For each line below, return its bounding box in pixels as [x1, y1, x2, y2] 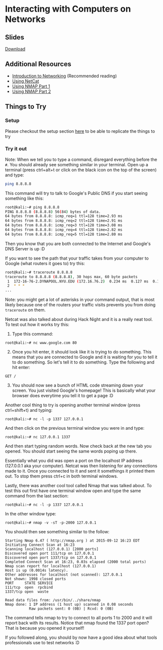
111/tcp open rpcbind [5, 585, 53, 590]
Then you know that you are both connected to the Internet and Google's [5, 241, 151, 246]
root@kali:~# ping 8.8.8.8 [5, 205, 60, 210]
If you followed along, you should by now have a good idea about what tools [5, 634, 158, 640]
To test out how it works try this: [5, 322, 69, 328]
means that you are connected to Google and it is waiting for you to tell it [12, 354, 158, 360]
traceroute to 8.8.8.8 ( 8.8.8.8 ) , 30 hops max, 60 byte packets [5, 274, 138, 279]
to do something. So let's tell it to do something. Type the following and [12, 359, 155, 365]
